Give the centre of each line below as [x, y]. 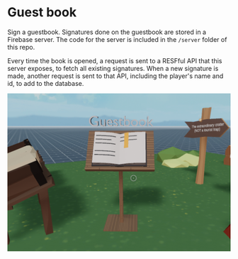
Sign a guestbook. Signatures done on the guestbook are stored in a [107, 32]
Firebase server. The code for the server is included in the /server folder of [117, 39]
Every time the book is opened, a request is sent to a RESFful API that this [115, 60]
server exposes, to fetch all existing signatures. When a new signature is [113, 68]
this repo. [21, 47]
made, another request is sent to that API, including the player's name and [115, 76]
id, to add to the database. [46, 83]
